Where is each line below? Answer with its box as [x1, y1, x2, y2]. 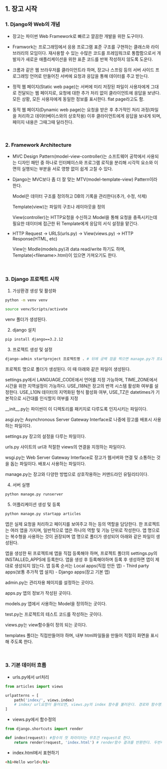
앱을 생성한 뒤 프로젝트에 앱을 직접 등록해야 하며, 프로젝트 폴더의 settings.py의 [5, 550, 158, 556]
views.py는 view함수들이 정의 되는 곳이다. [5, 622, 87, 628]
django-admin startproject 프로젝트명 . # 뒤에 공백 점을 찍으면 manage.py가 [5, 356, 155, 361]
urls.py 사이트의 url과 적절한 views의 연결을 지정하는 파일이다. [5, 443, 127, 449]
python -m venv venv [5, 298, 48, 303]
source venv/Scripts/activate [5, 307, 68, 312]
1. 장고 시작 [5, 4, 37, 13]
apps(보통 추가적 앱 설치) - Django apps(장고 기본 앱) [5, 569, 110, 575]
